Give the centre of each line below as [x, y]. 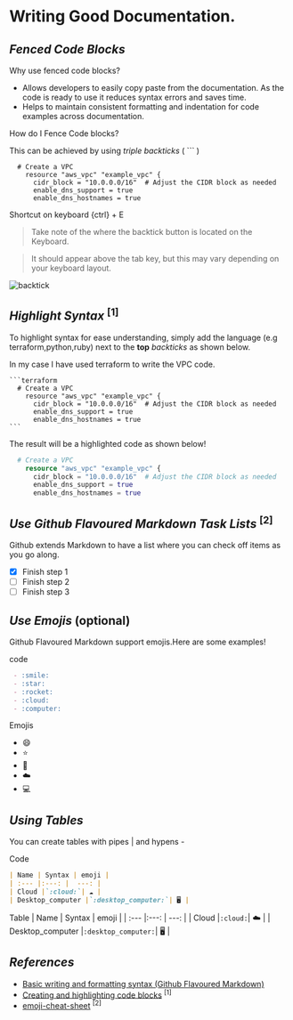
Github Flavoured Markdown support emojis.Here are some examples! [138, 642]
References [42, 963]
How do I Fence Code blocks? [64, 134]
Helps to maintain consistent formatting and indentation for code [141, 107]
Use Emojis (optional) [70, 620]
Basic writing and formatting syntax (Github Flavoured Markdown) [143, 984]
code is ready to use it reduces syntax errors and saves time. [134, 97]
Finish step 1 [45, 572]
